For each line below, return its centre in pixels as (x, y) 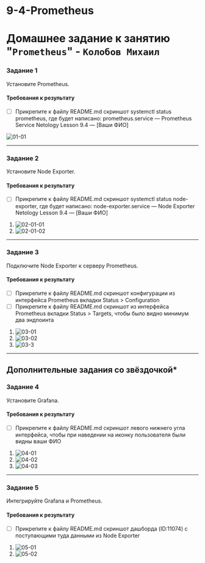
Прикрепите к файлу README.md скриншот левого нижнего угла (100, 428)
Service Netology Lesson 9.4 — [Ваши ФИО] (72, 125)
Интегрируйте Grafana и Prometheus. (54, 501)
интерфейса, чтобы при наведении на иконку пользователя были (100, 435)
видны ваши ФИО (38, 441)
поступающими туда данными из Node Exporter (77, 536)
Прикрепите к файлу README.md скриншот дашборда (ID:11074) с (101, 528)
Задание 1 (22, 71)
